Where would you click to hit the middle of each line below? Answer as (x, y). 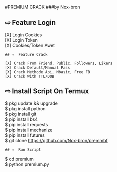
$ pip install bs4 (22, 119)
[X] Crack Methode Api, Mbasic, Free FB (48, 72)
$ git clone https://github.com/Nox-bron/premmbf (57, 140)
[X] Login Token (22, 40)
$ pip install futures (25, 135)
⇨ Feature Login (31, 23)
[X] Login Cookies (24, 35)
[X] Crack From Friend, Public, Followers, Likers (59, 63)
